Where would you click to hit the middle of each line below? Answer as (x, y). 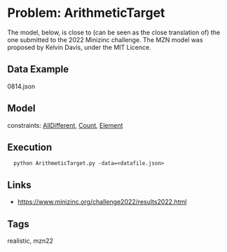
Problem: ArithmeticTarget (86, 13)
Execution (30, 147)
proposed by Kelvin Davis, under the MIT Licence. (80, 47)
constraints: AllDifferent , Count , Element (65, 125)
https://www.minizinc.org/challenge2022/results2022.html (102, 202)
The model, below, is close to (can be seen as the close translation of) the (114, 32)
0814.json (21, 86)
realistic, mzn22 (30, 241)
